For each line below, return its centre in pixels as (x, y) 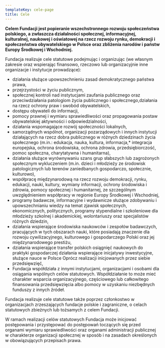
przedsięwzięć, (28, 263)
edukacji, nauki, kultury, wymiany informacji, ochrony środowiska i (80, 184)
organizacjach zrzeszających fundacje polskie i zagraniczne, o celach (76, 304)
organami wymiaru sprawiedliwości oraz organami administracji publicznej (81, 330)
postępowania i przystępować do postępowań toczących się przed (73, 324)
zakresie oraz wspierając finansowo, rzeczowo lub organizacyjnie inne (77, 64)
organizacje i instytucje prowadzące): (43, 69)
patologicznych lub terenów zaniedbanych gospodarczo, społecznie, (82, 168)
